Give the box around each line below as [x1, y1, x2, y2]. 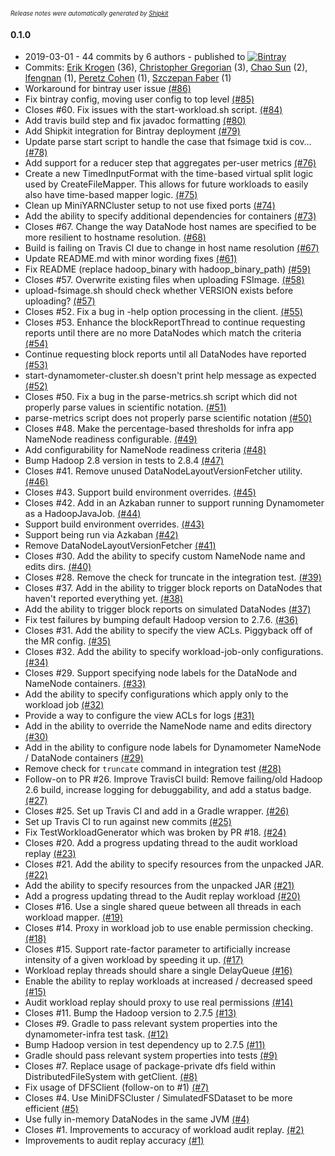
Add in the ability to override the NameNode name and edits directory [24, 720, 312, 732]
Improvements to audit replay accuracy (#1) [24, 1135, 205, 1147]
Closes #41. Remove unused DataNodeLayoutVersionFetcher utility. [24, 465, 303, 477]
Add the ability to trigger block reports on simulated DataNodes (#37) [24, 603, 312, 615]
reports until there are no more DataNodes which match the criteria [24, 327, 302, 339]
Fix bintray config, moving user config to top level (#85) [24, 93, 255, 105]
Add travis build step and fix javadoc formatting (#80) [24, 115, 247, 127]
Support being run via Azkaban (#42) [24, 529, 179, 541]
